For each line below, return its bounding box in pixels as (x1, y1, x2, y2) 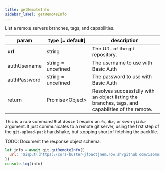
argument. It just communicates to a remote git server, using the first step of (5, 123, 160, 129)
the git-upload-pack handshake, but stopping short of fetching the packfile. (5, 128, 159, 135)
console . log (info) (5, 161, 43, 167)
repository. (92, 51, 117, 58)
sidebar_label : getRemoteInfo (5, 12, 67, 17)
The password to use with (92, 73, 152, 80)
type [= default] (48, 37, 86, 44)
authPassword (7, 76, 41, 83)
